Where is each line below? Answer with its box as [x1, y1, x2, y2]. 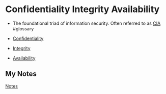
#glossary [12, 25, 34, 31]
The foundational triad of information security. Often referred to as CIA [12, 20, 161, 26]
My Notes [5, 70, 37, 78]
